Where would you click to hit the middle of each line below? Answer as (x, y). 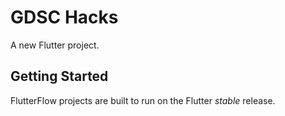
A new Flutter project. (55, 45)
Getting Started (59, 76)
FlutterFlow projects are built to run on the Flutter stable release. (143, 100)
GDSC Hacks (64, 17)
